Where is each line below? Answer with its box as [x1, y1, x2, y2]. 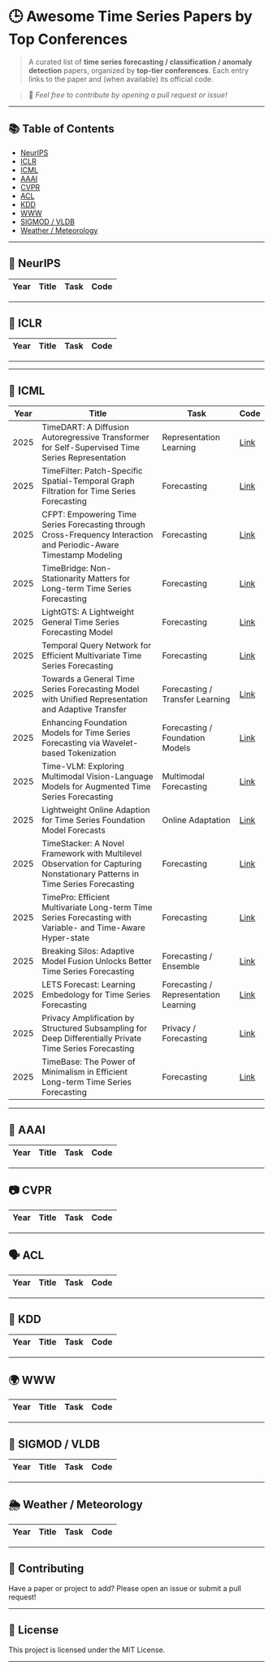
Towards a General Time [41, 673, 136, 685]
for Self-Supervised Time [41, 442, 141, 453]
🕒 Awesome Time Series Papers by [8, 7, 253, 26]
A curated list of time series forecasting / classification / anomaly [28, 57, 253, 67]
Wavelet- [102, 738, 139, 749]
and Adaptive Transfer [41, 704, 128, 716]
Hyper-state [41, 932, 90, 944]
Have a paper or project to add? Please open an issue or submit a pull [8, 1583, 242, 1593]
